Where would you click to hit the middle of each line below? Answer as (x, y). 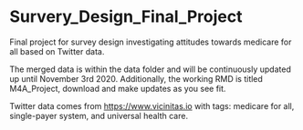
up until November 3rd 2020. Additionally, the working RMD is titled (136, 78)
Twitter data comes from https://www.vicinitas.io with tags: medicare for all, (152, 105)
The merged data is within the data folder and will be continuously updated (151, 69)
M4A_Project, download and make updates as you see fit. (118, 88)
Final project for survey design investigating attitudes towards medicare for (151, 42)
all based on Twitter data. (57, 51)
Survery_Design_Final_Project (126, 17)
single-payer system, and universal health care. (99, 115)
